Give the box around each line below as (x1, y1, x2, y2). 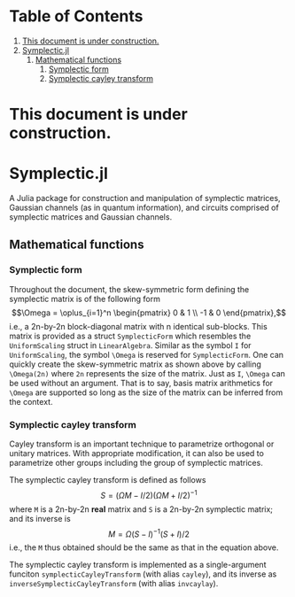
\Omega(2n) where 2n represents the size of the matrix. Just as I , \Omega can (9, 368, 286, 378)
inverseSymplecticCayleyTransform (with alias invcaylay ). (9, 578, 219, 589)
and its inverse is (9, 513, 71, 523)
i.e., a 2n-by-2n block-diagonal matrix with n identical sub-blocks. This (9, 321, 268, 331)
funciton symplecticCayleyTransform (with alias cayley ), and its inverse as (9, 569, 277, 579)
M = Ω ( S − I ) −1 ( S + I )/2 (107, 527, 190, 539)
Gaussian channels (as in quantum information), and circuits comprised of (9, 202, 279, 213)
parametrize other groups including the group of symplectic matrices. (9, 458, 263, 469)
